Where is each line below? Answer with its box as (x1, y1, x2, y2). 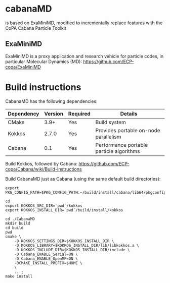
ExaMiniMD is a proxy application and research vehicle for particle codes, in (5, 53, 163, 59)
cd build (5, 225, 24, 230)
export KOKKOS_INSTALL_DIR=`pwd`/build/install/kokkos (5, 207, 123, 212)
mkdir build (5, 220, 30, 226)
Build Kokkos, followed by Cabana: (5, 160, 77, 166)
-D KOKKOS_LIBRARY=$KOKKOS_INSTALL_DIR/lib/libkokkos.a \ (14, 243, 139, 248)
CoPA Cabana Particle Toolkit (5, 25, 67, 31)
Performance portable (95, 141, 148, 148)
